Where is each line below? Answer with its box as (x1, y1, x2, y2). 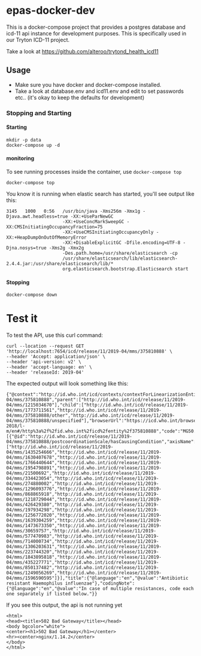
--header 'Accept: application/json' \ (6, 354, 106, 360)
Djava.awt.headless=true (6, 213, 68, 219)
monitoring (6, 155, 35, 162)
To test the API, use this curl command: (6, 332, 103, 339)
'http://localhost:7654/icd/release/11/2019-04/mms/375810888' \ (6, 348, 172, 354)
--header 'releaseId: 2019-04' (6, 369, 84, 375)
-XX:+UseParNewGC (70, 213, 114, 219)
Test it (6, 312, 38, 326)
